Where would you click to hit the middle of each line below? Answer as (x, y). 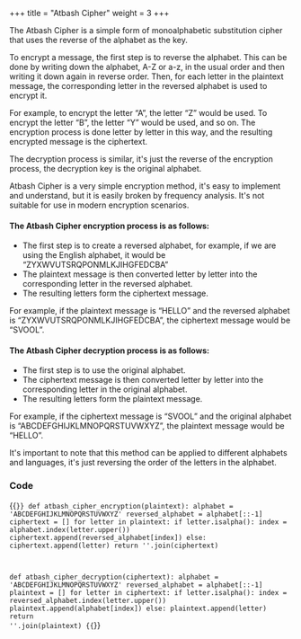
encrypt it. (28, 95)
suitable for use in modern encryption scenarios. (99, 205)
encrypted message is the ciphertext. (79, 142)
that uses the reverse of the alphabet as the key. (99, 40)
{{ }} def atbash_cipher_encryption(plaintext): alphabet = (121, 505)
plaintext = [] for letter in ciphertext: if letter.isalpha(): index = (148, 592)
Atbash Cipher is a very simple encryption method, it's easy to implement (145, 186)
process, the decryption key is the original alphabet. (106, 169)
